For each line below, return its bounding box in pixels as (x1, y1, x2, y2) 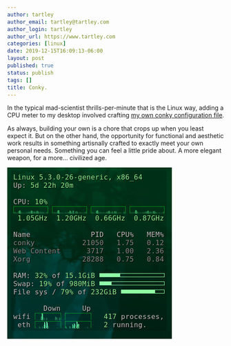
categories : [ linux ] (7, 40, 67, 48)
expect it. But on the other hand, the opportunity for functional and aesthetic (7, 132, 224, 140)
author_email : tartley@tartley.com (7, 18, 110, 26)
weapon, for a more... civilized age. (7, 154, 107, 162)
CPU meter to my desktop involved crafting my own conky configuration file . (7, 111, 225, 119)
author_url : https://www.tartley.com (7, 33, 116, 40)
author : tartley (7, 11, 54, 18)
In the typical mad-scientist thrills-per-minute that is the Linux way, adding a (7, 104, 224, 112)
